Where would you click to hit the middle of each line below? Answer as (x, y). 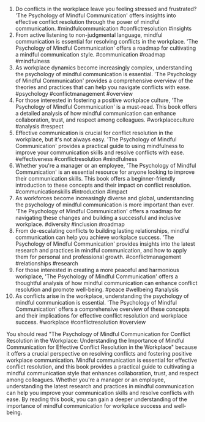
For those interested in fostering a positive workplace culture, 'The (99, 100)
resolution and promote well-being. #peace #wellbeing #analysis (97, 289)
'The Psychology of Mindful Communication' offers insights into (95, 15)
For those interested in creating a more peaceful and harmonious (97, 270)
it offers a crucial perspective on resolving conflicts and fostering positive (99, 354)
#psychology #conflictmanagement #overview (74, 94)
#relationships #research (47, 263)
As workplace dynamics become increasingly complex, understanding (104, 68)
